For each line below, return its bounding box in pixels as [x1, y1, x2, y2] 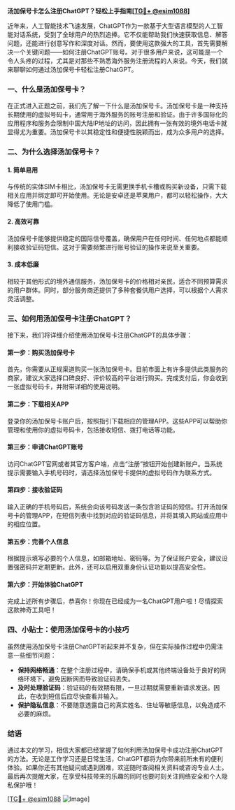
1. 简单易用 [7, 166, 38, 174]
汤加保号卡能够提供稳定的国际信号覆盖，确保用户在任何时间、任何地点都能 [7, 234, 222, 243]
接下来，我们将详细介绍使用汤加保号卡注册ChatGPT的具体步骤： [7, 331, 193, 340]
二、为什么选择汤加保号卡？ [7, 147, 101, 157]
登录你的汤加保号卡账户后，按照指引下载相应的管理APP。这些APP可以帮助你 [7, 417, 228, 425]
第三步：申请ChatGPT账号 [7, 443, 84, 451]
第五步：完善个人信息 [7, 537, 69, 546]
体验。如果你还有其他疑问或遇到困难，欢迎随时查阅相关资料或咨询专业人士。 [7, 763, 228, 772]
